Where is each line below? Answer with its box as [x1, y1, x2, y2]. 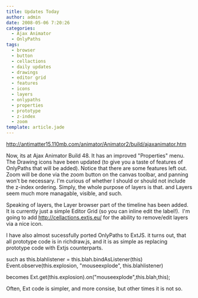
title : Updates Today [6, 8, 60, 15]
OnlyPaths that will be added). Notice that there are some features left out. [6, 165, 187, 172]
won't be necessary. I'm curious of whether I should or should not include [6, 177, 186, 184]
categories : [6, 25, 35, 31]
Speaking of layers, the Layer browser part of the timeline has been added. [6, 201, 189, 208]
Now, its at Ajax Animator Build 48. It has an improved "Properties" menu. [6, 152, 185, 159]
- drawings [11, 69, 38, 75]
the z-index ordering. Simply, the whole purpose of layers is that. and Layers [6, 184, 193, 190]
